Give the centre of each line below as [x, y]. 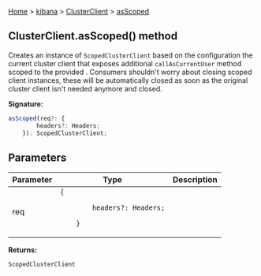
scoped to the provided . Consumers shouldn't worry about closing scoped [130, 72]
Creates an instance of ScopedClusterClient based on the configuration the [130, 55]
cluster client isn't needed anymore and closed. [86, 88]
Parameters [37, 157]
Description [195, 180]
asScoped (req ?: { [37, 118]
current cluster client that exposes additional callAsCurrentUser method [125, 63]
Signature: [26, 104]
